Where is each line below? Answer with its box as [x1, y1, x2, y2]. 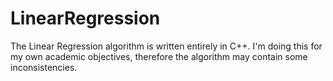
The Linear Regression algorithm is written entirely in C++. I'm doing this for [10, 40, 323, 52]
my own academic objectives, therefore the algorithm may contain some [10, 50, 308, 62]
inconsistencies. [10, 61, 78, 73]
